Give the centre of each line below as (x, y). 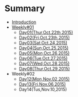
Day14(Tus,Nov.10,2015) (43, 89)
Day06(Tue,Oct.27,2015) (43, 58)
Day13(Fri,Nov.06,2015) (42, 84)
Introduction (24, 22)
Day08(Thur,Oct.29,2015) (44, 68)
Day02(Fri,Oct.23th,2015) (44, 38)
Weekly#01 (23, 27)
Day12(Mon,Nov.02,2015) (44, 79)
